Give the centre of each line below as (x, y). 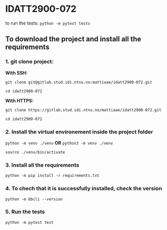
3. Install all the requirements (42, 165)
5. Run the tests (25, 212)
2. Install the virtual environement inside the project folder (79, 132)
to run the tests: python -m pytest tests (48, 23)
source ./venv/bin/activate (35, 152)
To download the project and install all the (74, 39)
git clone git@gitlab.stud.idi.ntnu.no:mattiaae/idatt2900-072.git (79, 82)
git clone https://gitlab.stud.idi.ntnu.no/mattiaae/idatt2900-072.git (83, 110)
